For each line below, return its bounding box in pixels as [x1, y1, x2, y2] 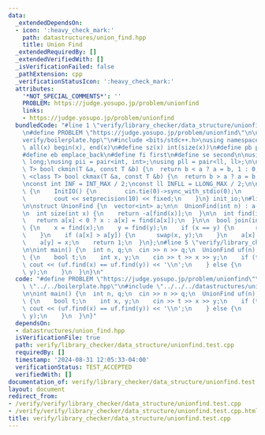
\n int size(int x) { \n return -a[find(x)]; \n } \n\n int [22, 210, 235, 217]
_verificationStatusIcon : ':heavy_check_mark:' [15, 77, 175, 85]
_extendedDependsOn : [15, 19, 83, 27]
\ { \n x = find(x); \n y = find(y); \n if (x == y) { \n [22, 224, 235, 232]
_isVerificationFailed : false [15, 63, 114, 71]
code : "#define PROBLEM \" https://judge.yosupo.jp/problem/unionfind [15, 275, 248, 284]
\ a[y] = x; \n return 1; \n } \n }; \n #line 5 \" [22, 239, 200, 247]
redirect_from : [8, 392, 58, 400]
